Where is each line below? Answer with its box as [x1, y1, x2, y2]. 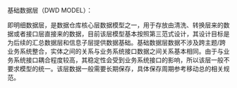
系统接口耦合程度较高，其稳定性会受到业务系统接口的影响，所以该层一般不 [13, 56, 230, 64]
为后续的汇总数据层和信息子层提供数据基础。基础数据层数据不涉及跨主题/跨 [7, 38, 226, 47]
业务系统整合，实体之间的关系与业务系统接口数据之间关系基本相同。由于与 [7, 47, 224, 55]
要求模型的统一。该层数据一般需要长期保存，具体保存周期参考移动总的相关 [7, 65, 224, 73]
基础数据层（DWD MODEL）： [7, 6, 93, 14]
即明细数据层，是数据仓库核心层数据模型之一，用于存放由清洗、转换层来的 [7, 21, 224, 29]
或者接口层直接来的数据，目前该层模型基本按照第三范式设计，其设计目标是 [13, 30, 230, 38]
